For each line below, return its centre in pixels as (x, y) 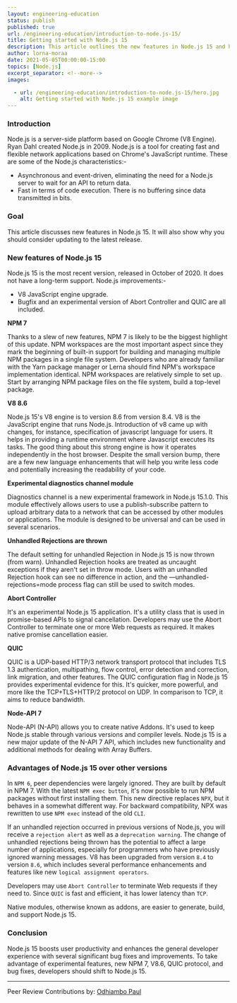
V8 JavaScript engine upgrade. (63, 294)
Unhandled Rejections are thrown (57, 541)
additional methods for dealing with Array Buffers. (80, 750)
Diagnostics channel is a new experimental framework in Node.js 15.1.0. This (118, 497)
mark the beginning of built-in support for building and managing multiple (114, 352)
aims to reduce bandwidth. (46, 700)
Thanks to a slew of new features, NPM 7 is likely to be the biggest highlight (117, 337)
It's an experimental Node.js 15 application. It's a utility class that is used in (116, 612)
